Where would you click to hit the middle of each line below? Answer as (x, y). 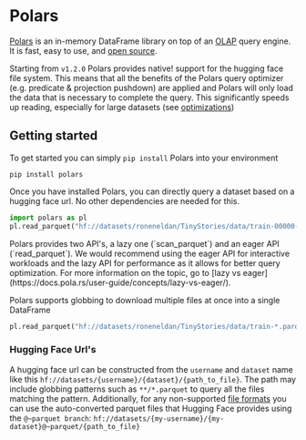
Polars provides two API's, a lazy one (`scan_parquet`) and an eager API (144, 243)
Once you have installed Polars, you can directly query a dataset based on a (152, 191)
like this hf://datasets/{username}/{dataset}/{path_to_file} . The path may (153, 379)
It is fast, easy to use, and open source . (83, 50)
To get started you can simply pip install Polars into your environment (144, 158)
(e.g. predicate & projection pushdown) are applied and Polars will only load (152, 87)
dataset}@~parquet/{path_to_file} (75, 426)
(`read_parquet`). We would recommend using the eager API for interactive (149, 253)
